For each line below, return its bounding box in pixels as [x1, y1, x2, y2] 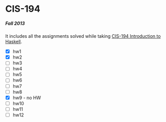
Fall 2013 [5, 20, 25, 26]
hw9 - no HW [12, 94, 41, 101]
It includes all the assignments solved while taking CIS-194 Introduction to [5, 33, 161, 39]
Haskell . [5, 39, 22, 45]
